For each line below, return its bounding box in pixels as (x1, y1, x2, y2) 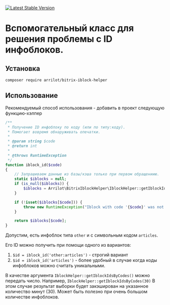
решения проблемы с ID (5, 33, 113, 45)
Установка (5, 64, 40, 73)
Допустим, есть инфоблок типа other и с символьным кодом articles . (5, 232, 158, 238)
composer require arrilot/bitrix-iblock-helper (5, 78, 108, 83)
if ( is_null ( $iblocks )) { (14, 181, 69, 186)
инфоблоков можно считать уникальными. (12, 262, 105, 269)
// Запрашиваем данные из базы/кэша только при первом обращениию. (14, 172, 159, 177)
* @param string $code (7, 139, 56, 144)
